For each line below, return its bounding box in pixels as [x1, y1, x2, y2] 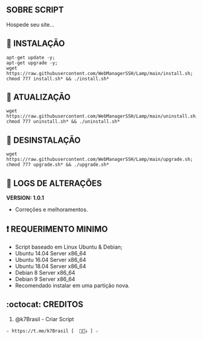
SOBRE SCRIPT [6, 5, 64, 15]
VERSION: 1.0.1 [6, 194, 44, 201]
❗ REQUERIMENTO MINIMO [6, 224, 108, 235]
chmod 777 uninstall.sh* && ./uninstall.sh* [6, 119, 120, 125]
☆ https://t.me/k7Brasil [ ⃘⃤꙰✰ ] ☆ [6, 328, 98, 334]
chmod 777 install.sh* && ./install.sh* [6, 76, 110, 82]
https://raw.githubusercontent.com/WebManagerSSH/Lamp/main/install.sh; [6, 70, 193, 76]
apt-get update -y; [6, 54, 56, 60]
